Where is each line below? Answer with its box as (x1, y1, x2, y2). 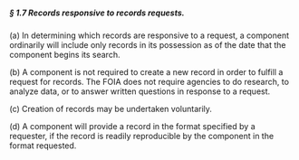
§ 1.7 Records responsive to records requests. (9, 7, 185, 18)
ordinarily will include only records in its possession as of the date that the (9, 39, 286, 50)
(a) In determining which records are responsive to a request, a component (9, 30, 290, 41)
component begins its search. (9, 49, 121, 60)
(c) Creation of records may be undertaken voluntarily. (9, 103, 213, 114)
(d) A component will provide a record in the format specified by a (9, 120, 256, 131)
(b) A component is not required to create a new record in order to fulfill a (9, 66, 284, 77)
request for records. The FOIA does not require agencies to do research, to (9, 76, 290, 87)
